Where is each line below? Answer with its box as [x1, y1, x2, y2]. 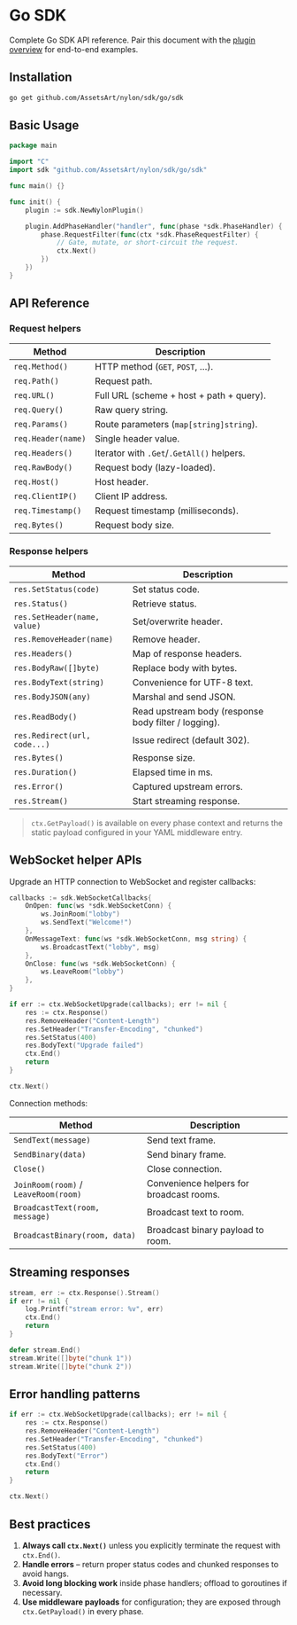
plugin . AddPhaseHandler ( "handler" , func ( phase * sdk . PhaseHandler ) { [25, 222, 283, 230]
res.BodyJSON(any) [13, 691, 91, 701]
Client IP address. [94, 489, 168, 502]
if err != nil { [9, 1296, 69, 1306]
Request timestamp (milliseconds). [94, 504, 239, 517]
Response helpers [9, 545, 89, 558]
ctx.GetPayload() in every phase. [21, 1605, 144, 1616]
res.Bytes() [13, 753, 65, 762]
